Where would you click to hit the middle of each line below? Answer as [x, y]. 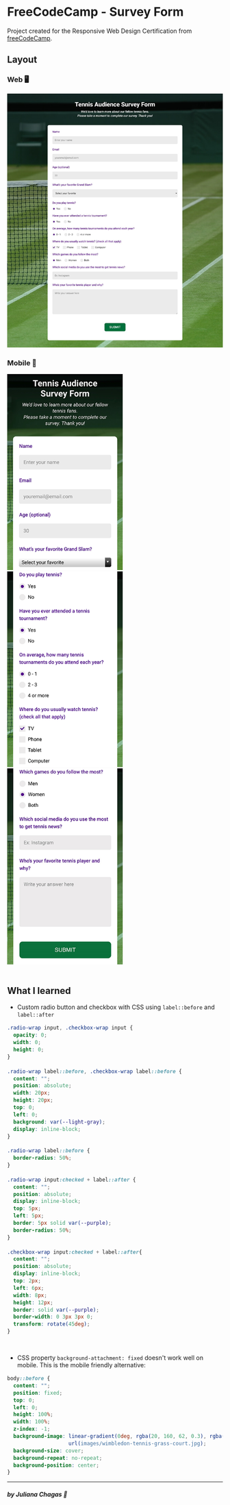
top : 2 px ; [27, 1281]
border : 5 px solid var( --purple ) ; [62, 1223]
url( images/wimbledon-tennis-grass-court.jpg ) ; [137, 1443]
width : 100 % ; [32, 1422]
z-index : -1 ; [32, 1429]
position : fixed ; [38, 1393]
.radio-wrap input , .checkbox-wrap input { [70, 1028]
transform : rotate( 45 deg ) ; [52, 1324]
